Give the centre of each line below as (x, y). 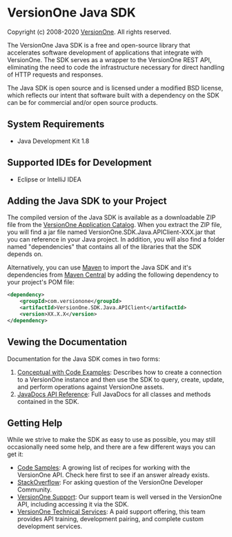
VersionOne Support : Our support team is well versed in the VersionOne (119, 497)
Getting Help (35, 423)
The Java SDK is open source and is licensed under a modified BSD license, (115, 88)
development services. (50, 527)
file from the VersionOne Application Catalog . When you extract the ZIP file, (115, 225)
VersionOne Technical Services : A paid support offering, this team (111, 511)
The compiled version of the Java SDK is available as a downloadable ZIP (112, 217)
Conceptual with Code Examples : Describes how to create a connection (119, 372)
